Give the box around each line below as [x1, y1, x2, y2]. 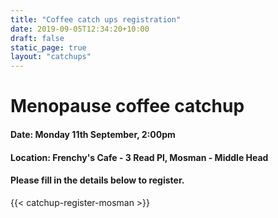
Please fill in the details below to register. [10, 174, 185, 186]
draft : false [10, 33, 65, 43]
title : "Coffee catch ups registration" [10, 14, 182, 25]
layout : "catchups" [10, 52, 92, 62]
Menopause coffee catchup [10, 95, 245, 118]
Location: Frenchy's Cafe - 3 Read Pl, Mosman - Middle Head [10, 151, 269, 163]
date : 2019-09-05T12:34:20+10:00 [10, 24, 150, 34]
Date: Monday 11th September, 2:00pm [10, 128, 176, 140]
